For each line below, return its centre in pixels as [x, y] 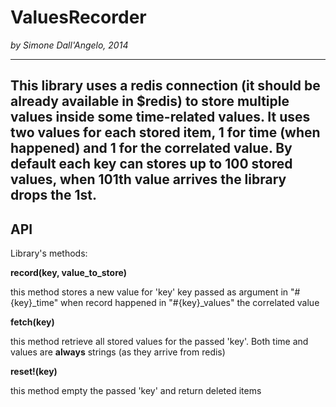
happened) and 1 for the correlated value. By [151, 148]
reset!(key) [34, 372]
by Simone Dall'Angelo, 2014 [69, 45]
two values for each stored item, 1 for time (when [165, 132]
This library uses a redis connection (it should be [165, 86]
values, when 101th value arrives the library [148, 179]
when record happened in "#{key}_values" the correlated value [190, 303]
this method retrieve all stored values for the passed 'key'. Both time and [159, 342]
